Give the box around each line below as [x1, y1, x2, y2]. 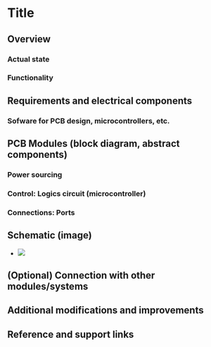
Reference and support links [7, 328, 134, 340]
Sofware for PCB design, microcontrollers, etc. [7, 116, 170, 126]
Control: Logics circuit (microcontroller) [7, 188, 146, 198]
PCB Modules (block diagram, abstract [7, 138, 181, 150]
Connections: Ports [7, 207, 75, 217]
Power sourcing [7, 170, 63, 180]
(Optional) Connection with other [7, 269, 155, 281]
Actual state [7, 54, 50, 64]
